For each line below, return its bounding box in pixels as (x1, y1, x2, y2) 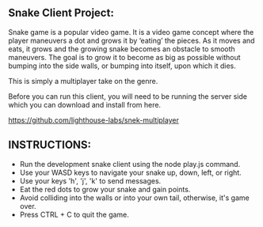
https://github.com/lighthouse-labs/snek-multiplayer (8, 115, 180, 125)
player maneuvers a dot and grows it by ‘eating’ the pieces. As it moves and (8, 36, 255, 45)
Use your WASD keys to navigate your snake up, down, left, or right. (19, 168, 242, 177)
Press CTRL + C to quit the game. (19, 210, 129, 219)
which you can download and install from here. (8, 100, 161, 109)
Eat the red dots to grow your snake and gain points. (19, 184, 191, 194)
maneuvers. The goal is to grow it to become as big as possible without (8, 52, 241, 62)
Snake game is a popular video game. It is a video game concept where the (8, 27, 254, 36)
